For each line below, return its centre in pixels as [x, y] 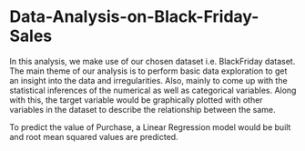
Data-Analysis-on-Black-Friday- [134, 17]
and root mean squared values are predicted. [94, 136]
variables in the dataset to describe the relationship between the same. [142, 109]
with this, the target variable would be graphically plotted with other [136, 100]
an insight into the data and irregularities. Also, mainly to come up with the [149, 80]
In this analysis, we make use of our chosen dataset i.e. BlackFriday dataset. [152, 61]
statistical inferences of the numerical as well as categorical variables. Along [153, 90]
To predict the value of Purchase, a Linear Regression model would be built [150, 127]
